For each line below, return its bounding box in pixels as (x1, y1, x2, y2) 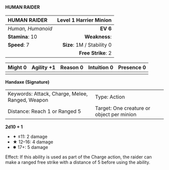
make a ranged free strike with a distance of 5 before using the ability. (5, 159, 150, 165)
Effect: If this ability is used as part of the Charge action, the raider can (5, 154, 152, 160)
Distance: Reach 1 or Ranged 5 (8, 108, 81, 115)
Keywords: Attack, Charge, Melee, (8, 90, 88, 97)
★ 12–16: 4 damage (12, 139, 54, 145)
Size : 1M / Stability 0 (62, 42, 112, 49)
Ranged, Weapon (8, 97, 49, 104)
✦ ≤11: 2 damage (12, 133, 48, 140)
